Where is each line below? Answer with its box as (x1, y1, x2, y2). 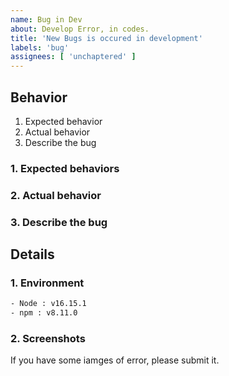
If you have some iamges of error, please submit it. (10, 354, 220, 366)
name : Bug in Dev (10, 14, 83, 25)
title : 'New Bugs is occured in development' (10, 33, 203, 43)
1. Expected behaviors (10, 161, 120, 175)
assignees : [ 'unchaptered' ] (10, 52, 137, 62)
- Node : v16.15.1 (10, 299, 87, 309)
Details (10, 246, 55, 263)
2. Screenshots (10, 332, 86, 346)
